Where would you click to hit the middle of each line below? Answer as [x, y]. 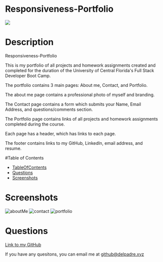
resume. [13, 148]
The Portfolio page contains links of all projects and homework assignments [81, 119]
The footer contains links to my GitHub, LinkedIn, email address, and [74, 143]
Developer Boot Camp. [28, 76]
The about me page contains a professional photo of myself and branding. [80, 95]
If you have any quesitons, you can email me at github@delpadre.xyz [75, 254]
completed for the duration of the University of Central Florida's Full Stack [80, 70]
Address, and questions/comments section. [49, 109]
